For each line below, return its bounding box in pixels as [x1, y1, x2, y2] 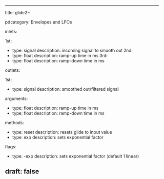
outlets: [5, 67, 20, 73]
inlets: [5, 29, 18, 34]
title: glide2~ [5, 10, 30, 15]
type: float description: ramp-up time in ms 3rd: [12, 53, 108, 59]
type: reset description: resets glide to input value [12, 129, 112, 135]
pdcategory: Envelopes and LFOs [5, 19, 72, 25]
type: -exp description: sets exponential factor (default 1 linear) [12, 153, 139, 159]
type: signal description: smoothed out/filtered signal [12, 86, 119, 92]
